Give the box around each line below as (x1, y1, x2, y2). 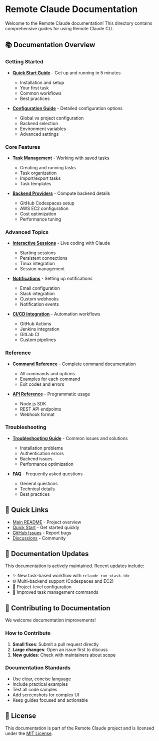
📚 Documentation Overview (5, 41, 95, 49)
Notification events (19, 301, 59, 307)
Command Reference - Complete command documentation (12, 361, 136, 367)
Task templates (19, 180, 51, 186)
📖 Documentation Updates (5, 550, 89, 558)
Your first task (19, 84, 49, 91)
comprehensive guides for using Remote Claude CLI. (5, 25, 114, 31)
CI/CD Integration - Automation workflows (12, 311, 101, 317)
